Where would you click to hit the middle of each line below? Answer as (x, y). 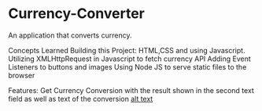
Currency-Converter (77, 14)
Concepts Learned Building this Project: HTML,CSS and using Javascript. (127, 50)
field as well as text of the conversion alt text (81, 98)
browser (22, 75)
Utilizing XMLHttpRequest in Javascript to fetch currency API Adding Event (130, 59)
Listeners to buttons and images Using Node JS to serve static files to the (127, 66)
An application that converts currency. (70, 35)
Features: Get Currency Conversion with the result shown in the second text (131, 90)
